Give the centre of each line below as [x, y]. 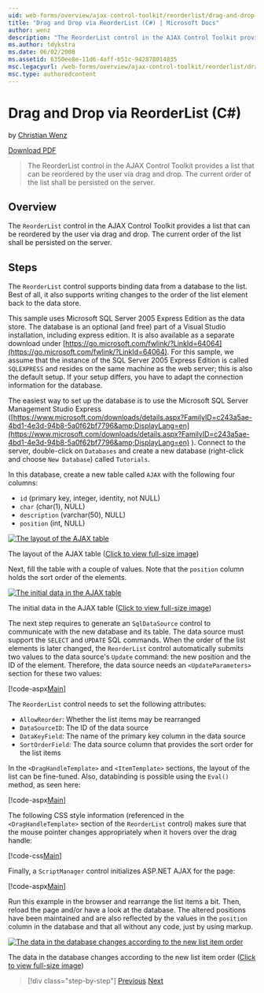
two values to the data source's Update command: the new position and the [130, 657]
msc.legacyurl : [33, 67]
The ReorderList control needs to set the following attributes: [107, 704]
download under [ [37, 344]
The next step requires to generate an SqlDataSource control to [110, 623]
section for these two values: [55, 674]
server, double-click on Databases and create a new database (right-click [126, 451]
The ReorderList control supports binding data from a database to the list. [128, 286]
